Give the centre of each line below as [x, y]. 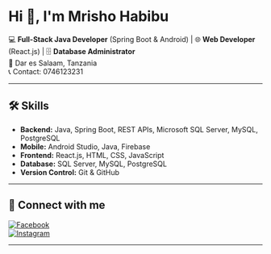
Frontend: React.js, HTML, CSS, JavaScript [92, 155]
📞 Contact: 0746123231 [46, 71]
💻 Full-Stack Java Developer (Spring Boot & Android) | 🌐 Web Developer [132, 39]
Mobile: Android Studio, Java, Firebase [85, 146]
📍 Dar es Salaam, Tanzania [53, 63]
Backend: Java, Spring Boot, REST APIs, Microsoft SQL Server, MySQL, [139, 129]
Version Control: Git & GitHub [69, 172]
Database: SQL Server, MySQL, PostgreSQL [94, 164]
